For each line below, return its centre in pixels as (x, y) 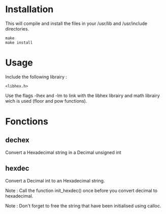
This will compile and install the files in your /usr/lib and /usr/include (76, 23)
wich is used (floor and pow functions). (46, 101)
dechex (17, 140)
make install (19, 42)
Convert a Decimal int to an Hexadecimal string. (55, 180)
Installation (29, 9)
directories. (17, 28)
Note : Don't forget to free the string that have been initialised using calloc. (83, 206)
